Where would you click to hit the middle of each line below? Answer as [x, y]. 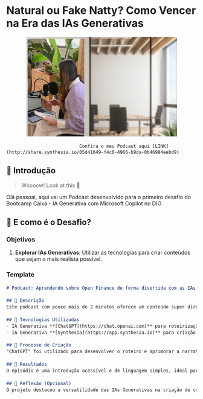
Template [21, 275]
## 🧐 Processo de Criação [39, 345]
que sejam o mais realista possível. [59, 259]
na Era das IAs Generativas [75, 23]
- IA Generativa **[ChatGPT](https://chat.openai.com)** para [86, 326]
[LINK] [160, 146]
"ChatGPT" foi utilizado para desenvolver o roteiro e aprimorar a [93, 352]
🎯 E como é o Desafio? [49, 222]
